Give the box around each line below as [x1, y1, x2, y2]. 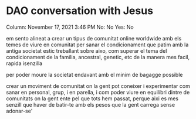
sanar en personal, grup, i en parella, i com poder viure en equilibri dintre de [6, 89, 190, 96]
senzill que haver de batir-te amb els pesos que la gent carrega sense [6, 101, 175, 108]
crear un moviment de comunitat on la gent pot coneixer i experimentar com [6, 82, 191, 89]
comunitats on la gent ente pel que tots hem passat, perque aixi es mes [6, 95, 179, 102]
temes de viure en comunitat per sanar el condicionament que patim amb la [6, 41, 189, 48]
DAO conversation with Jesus [6, 4, 154, 18]
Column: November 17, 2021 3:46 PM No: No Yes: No [6, 23, 134, 30]
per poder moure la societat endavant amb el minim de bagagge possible [6, 71, 183, 78]
